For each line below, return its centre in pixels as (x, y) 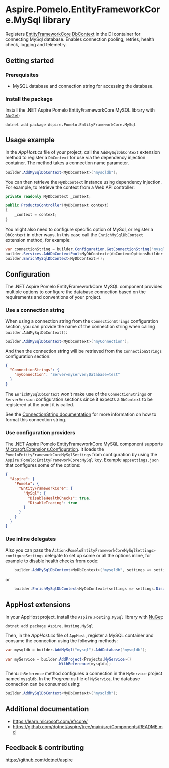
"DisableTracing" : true (53, 503)
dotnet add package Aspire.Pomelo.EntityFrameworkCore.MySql (71, 125)
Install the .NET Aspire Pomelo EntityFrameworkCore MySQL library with (80, 110)
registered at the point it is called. (40, 404)
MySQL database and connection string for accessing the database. (83, 86)
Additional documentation (47, 709)
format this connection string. (36, 419)
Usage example (30, 140)
